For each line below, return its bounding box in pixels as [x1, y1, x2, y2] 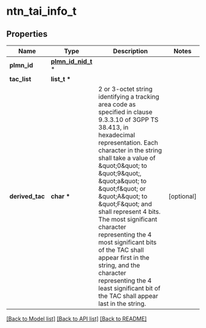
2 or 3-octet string [98, 85, 153, 93]
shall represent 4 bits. [98, 207, 161, 216]
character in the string [98, 146, 162, 154]
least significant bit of [98, 284, 161, 292]
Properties [6, 29, 48, 39]
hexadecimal [98, 131, 135, 139]
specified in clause [98, 108, 153, 116]
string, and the [98, 261, 140, 269]
